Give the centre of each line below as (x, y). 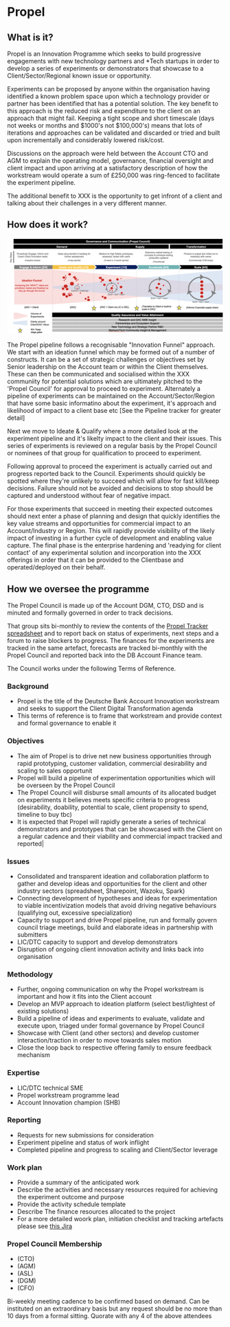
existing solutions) (43, 1011)
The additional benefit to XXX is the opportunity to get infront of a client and (115, 196)
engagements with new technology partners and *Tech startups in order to (113, 61)
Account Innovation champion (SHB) (69, 1102)
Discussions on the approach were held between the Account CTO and (107, 153)
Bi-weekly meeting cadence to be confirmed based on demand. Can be (108, 1302)
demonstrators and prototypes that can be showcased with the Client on (119, 829)
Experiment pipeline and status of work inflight (83, 1142)
